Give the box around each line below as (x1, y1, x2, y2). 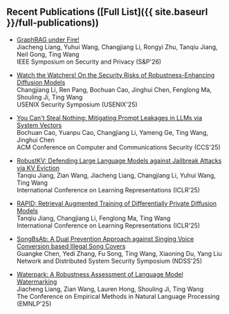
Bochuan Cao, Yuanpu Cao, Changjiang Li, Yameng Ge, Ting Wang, (16, 128, 209, 136)
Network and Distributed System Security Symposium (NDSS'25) (16, 257, 203, 265)
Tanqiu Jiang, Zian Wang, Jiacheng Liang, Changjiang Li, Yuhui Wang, (16, 171, 216, 179)
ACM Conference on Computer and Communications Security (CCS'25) (16, 142, 221, 151)
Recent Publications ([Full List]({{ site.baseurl (6, 6, 208, 18)
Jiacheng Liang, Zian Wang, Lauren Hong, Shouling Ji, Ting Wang (16, 284, 204, 293)
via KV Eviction (16, 163, 60, 172)
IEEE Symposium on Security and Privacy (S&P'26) (16, 57, 162, 66)
